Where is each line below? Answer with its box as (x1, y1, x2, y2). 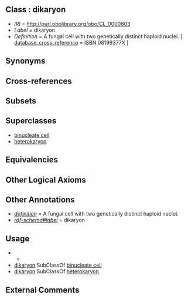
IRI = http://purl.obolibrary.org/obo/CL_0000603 (13, 20, 131, 27)
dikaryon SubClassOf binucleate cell (13, 261, 102, 269)
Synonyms (5, 56, 46, 66)
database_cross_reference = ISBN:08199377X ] (13, 39, 129, 46)
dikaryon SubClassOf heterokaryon (13, 268, 99, 275)
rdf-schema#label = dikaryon (13, 217, 86, 224)
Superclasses (5, 116, 57, 126)
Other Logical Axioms (5, 174, 86, 184)
